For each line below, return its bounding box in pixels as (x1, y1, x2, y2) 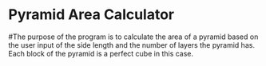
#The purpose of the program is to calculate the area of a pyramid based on (8, 32, 259, 41)
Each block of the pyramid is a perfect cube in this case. (8, 49, 194, 58)
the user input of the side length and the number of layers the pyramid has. (8, 40, 256, 49)
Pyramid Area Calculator (8, 6, 175, 24)
